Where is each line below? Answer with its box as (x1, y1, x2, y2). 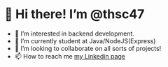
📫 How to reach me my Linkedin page (14, 52, 125, 60)
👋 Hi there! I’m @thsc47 (4, 6, 145, 22)
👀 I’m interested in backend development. (14, 29, 135, 38)
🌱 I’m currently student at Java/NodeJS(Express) (14, 36, 156, 45)
